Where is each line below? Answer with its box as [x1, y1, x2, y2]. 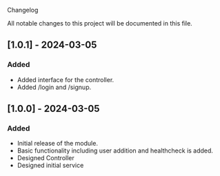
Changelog [7, 6, 39, 14]
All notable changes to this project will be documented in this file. [7, 19, 193, 27]
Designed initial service [17, 162, 84, 170]
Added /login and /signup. [17, 83, 92, 91]
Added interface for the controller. [17, 75, 114, 84]
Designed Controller [17, 154, 74, 162]
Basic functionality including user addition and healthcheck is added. [17, 146, 214, 155]
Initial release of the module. [17, 139, 99, 148]
